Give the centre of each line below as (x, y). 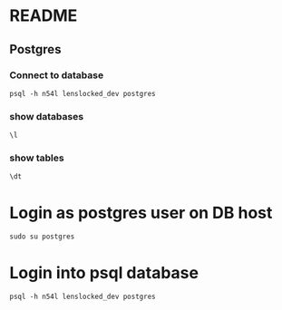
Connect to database (57, 75)
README (44, 16)
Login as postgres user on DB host (141, 213)
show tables (37, 158)
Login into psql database (104, 272)
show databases (47, 116)
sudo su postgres (42, 237)
